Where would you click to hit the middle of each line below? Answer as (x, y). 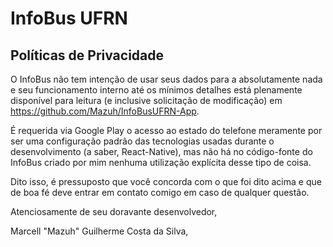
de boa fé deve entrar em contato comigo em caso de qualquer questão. (160, 192)
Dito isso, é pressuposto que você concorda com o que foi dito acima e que (166, 181)
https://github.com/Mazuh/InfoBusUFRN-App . (105, 111)
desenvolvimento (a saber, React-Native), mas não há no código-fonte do (161, 151)
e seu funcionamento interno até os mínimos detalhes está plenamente (156, 90)
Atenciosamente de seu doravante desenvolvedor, (114, 211)
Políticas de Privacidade (87, 55)
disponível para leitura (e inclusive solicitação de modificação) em (146, 100)
